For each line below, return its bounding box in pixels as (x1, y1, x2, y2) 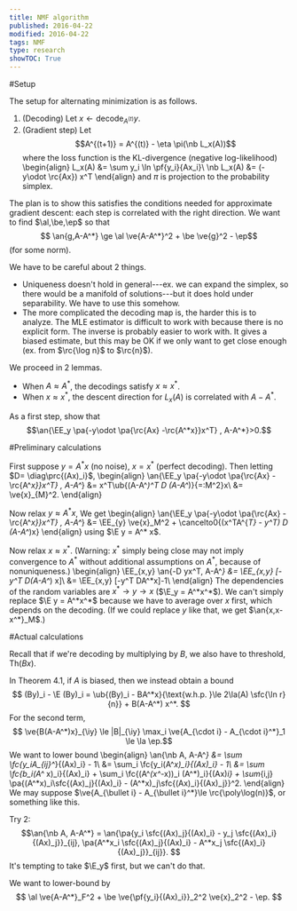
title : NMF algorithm (9, 12, 90, 22)
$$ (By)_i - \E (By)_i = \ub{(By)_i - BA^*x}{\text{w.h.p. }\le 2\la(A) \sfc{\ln (12, 689, 277, 700)
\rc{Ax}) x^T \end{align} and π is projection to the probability (48, 170, 270, 182)
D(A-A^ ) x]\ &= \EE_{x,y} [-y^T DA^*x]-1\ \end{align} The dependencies (24, 574, 284, 586)
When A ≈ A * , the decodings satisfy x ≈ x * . (21, 379, 180, 392)
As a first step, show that (9, 410, 100, 422)
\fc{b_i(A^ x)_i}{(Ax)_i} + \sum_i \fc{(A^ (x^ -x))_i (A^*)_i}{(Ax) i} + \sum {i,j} (9, 769, 273, 780)
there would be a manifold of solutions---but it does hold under (21, 288, 254, 298)
